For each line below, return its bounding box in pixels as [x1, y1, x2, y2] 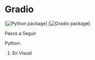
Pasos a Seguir [5, 30, 37, 36]
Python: [5, 40, 21, 46]
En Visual [12, 50, 32, 56]
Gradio [5, 4, 34, 15]
